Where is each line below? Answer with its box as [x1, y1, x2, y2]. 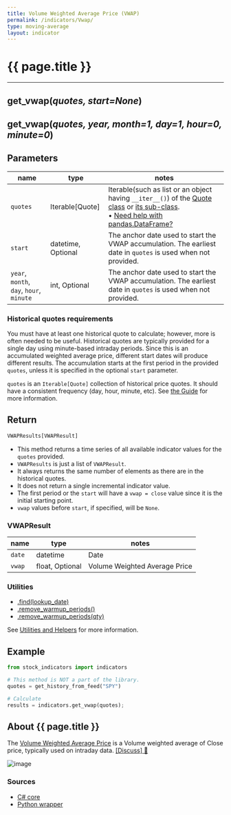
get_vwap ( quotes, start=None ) [7, 94, 142, 107]
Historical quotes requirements [7, 314, 113, 323]
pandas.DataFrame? [108, 219, 173, 228]
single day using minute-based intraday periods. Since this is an [7, 344, 189, 352]
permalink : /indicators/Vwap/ [7, 17, 94, 23]
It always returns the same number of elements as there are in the [16, 467, 204, 475]
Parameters [7, 152, 58, 164]
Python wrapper [16, 800, 63, 808]
